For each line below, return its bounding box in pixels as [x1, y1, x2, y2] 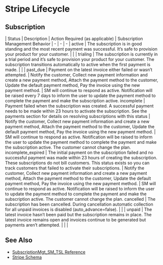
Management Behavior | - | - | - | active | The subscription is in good [5, 41, 142, 47]
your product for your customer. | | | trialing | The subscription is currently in [5, 51, 158, 57]
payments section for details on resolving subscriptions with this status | [5, 114, 150, 119]
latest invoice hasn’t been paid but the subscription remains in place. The [5, 212, 152, 217]
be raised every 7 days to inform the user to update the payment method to [5, 93, 156, 98]
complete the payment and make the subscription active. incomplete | [5, 98, 145, 103]
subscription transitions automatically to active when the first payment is [5, 62, 151, 67]
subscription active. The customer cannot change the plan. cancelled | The [5, 196, 156, 202]
